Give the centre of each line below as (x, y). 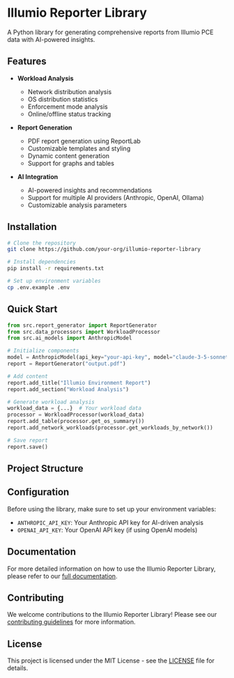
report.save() (28, 447)
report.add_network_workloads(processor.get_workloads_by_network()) (110, 428)
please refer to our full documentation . (62, 576)
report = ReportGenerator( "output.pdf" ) (67, 364)
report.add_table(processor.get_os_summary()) (76, 422)
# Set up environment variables (54, 281)
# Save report (28, 440)
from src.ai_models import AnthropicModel (70, 338)
